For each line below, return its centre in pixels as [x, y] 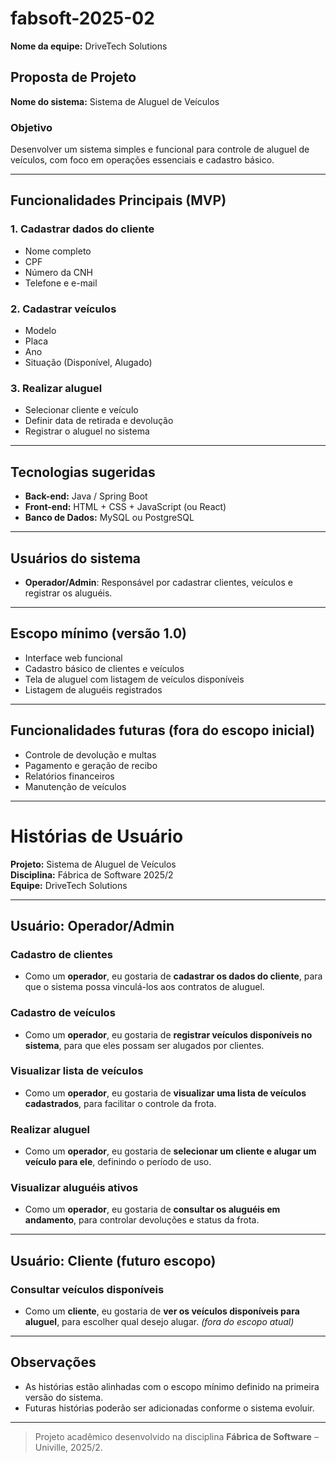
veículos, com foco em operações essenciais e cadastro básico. [142, 160]
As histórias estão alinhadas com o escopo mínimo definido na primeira [172, 1386]
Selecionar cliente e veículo [81, 410]
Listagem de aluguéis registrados [93, 689]
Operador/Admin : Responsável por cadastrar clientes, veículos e [158, 582]
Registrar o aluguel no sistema [87, 431]
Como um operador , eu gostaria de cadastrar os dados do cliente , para [173, 976]
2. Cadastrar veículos [63, 309]
